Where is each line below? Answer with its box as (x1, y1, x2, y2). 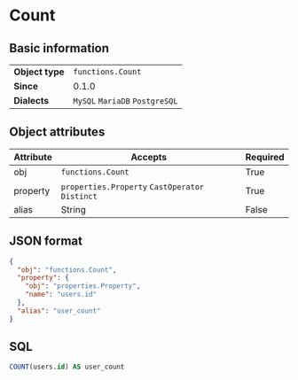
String (60, 203, 87, 215)
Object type (13, 66, 65, 78)
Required (245, 151, 285, 163)
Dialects (13, 95, 50, 106)
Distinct (60, 191, 98, 201)
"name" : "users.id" (25, 290, 98, 299)
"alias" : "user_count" (17, 306, 101, 315)
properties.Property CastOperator (60, 182, 205, 191)
